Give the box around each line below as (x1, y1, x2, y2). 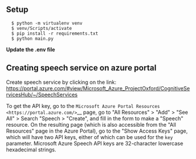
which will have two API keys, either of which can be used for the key (6, 133, 173, 140)
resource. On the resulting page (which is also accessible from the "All (6, 121, 176, 128)
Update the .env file (6, 46, 56, 53)
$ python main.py (11, 35, 54, 42)
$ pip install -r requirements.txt (11, 31, 99, 36)
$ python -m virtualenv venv (11, 20, 83, 26)
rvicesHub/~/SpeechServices (6, 91, 78, 98)
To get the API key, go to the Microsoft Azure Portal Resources (6, 102, 160, 109)
